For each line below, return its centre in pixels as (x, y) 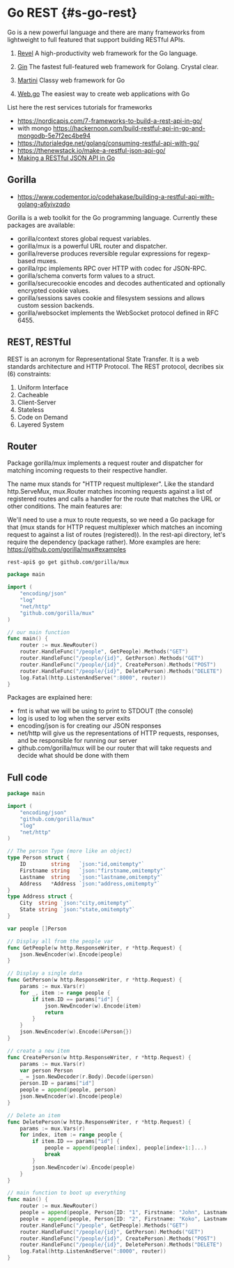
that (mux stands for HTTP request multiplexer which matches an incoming (115, 527)
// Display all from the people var (60, 941)
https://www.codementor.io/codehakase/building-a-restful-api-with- (116, 196)
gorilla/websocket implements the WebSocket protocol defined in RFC (118, 313)
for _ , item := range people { (65, 993)
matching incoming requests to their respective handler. (87, 471)
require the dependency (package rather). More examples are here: (104, 542)
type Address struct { (40, 897)
